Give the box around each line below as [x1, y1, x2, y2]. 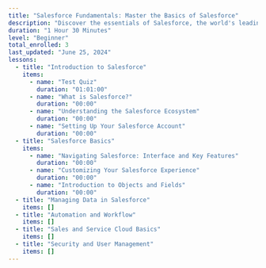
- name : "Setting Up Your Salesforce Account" [28, 122, 186, 130]
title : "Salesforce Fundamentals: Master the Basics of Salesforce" [8, 11, 239, 20]
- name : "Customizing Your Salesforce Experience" [28, 167, 200, 174]
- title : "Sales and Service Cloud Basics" [15, 225, 161, 234]
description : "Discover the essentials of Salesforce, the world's [8, 19, 236, 27]
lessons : [8, 56, 37, 64]
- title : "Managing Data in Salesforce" [15, 196, 150, 204]
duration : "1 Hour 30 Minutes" [8, 26, 112, 34]
